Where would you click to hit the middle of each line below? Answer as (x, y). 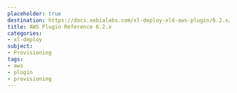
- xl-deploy (25, 40)
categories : (25, 33)
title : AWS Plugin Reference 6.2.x (60, 27)
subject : (20, 46)
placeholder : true (34, 14)
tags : (15, 59)
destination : (26, 20)
